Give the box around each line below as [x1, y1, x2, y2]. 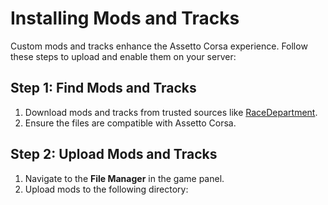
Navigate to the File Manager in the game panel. [24, 172, 225, 184]
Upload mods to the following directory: [24, 183, 189, 195]
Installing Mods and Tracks [10, 7, 240, 30]
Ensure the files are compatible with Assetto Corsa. [24, 117, 237, 129]
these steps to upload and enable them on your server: [10, 50, 237, 62]
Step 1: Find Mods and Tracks [10, 80, 197, 97]
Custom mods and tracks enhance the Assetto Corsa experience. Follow [10, 40, 308, 52]
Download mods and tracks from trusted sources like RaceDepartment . [24, 106, 318, 118]
